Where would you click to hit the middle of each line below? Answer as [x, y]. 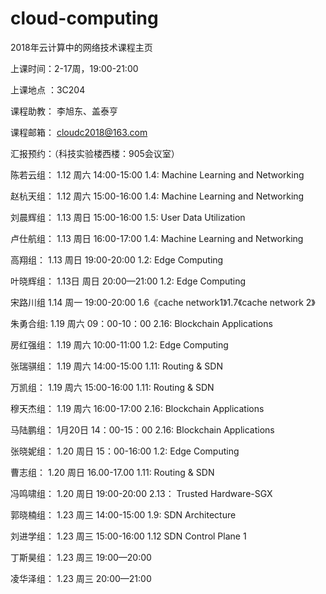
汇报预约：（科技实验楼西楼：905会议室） [95, 153]
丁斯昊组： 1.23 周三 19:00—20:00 [81, 557]
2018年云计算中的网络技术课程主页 [81, 47]
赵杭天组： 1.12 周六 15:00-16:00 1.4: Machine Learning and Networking [157, 196]
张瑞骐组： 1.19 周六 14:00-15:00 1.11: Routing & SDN [116, 366]
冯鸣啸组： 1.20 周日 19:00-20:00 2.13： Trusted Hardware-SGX [141, 493]
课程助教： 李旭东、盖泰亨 [64, 111]
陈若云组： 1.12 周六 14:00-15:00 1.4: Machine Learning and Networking [157, 174]
